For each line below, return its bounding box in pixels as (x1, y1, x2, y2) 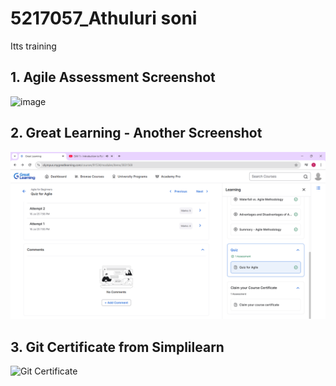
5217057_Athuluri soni (10, 7, 198, 30)
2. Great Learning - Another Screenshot (10, 125, 263, 142)
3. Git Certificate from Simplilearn (10, 338, 225, 356)
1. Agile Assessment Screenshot (10, 69, 216, 86)
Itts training (10, 40, 57, 52)
